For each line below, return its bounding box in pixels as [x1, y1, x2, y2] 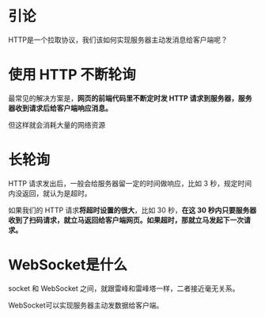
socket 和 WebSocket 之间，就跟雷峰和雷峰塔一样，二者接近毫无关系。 [8, 283, 240, 293]
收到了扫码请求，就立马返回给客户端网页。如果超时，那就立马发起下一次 [8, 215, 244, 224]
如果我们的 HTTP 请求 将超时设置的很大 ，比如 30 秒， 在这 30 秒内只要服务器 [8, 205, 257, 215]
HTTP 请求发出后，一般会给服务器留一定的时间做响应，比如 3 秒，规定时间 [8, 178, 252, 188]
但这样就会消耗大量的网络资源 [8, 120, 105, 129]
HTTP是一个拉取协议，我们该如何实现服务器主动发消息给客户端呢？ [8, 35, 228, 44]
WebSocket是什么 [8, 256, 128, 273]
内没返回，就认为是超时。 [8, 188, 92, 198]
